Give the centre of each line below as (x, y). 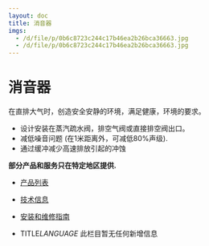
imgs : (17, 30)
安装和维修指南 (45, 216)
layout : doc (28, 16)
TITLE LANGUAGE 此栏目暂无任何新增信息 (89, 234)
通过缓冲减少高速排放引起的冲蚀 (73, 148)
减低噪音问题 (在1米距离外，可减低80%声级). (94, 139)
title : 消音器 (30, 23)
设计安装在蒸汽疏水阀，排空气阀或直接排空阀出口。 (104, 128)
